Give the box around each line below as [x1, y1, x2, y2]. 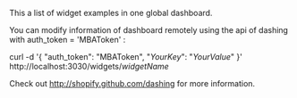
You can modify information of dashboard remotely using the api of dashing [9, 25, 289, 35]
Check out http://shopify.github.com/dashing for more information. [9, 78, 256, 88]
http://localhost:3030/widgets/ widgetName [9, 61, 170, 71]
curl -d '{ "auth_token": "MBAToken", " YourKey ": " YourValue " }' [9, 52, 243, 61]
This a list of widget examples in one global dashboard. [9, 8, 213, 18]
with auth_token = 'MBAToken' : [9, 35, 126, 45]
